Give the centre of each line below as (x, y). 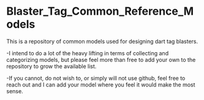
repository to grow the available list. (51, 66)
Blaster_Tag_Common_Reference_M (100, 11)
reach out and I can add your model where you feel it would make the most (101, 85)
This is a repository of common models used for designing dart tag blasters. (102, 41)
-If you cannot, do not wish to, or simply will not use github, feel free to (96, 78)
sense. (15, 91)
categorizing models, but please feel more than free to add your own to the (101, 60)
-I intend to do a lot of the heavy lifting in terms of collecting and (88, 53)
